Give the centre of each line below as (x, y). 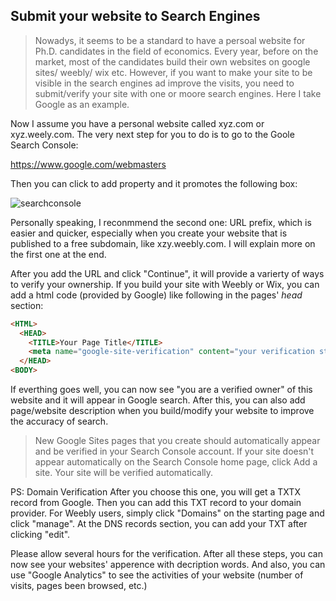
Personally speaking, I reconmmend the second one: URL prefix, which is (161, 222)
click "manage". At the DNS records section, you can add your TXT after (159, 524)
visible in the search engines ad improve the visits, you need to (164, 83)
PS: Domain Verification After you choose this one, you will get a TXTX (155, 492)
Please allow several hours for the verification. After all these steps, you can (166, 554)
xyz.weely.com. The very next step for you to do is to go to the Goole (152, 134)
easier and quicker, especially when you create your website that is (149, 233)
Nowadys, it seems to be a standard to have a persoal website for (170, 40)
